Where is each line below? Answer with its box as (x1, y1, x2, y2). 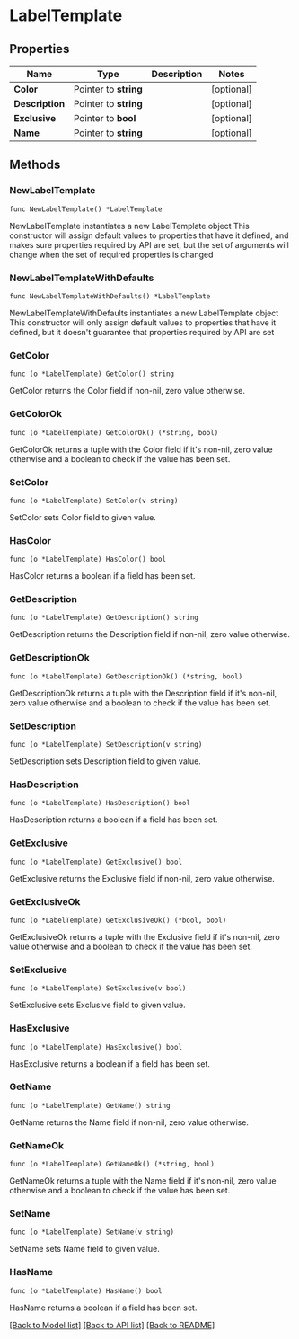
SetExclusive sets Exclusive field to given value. (9, 999, 186, 1011)
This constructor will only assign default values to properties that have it (9, 316, 277, 328)
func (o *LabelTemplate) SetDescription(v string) (9, 740, 203, 749)
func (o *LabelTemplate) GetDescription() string (9, 613, 199, 623)
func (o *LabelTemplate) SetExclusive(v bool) (9, 984, 187, 993)
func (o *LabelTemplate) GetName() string (9, 1101, 171, 1110)
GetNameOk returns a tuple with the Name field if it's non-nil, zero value (9, 1175, 277, 1186)
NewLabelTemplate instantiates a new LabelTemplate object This (9, 220, 250, 231)
